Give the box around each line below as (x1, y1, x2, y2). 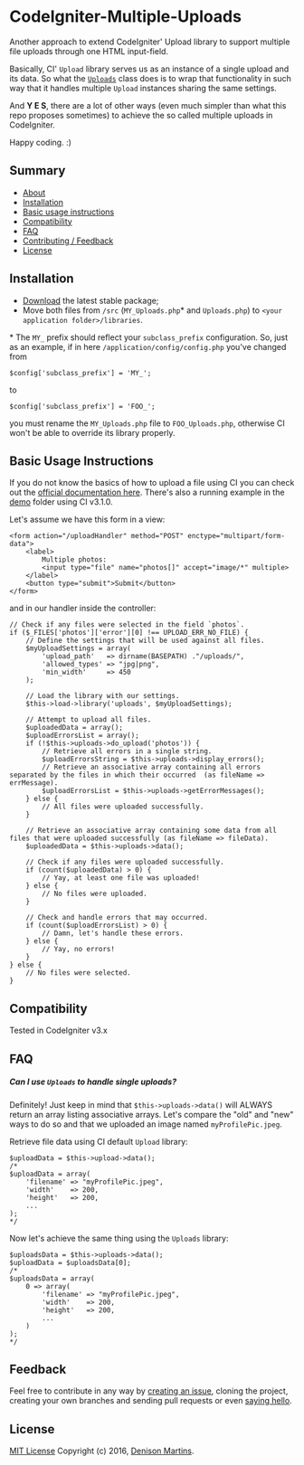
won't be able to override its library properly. (9, 427, 176, 438)
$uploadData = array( (9, 1169, 91, 1178)
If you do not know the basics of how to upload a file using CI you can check (9, 477, 295, 488)
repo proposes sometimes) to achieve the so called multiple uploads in (9, 109, 273, 120)
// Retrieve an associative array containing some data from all (25, 826, 278, 836)
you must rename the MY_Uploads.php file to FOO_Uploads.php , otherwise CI (9, 418, 285, 429)
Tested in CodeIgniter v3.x (9, 1025, 109, 1036)
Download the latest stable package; (22, 295, 159, 306)
